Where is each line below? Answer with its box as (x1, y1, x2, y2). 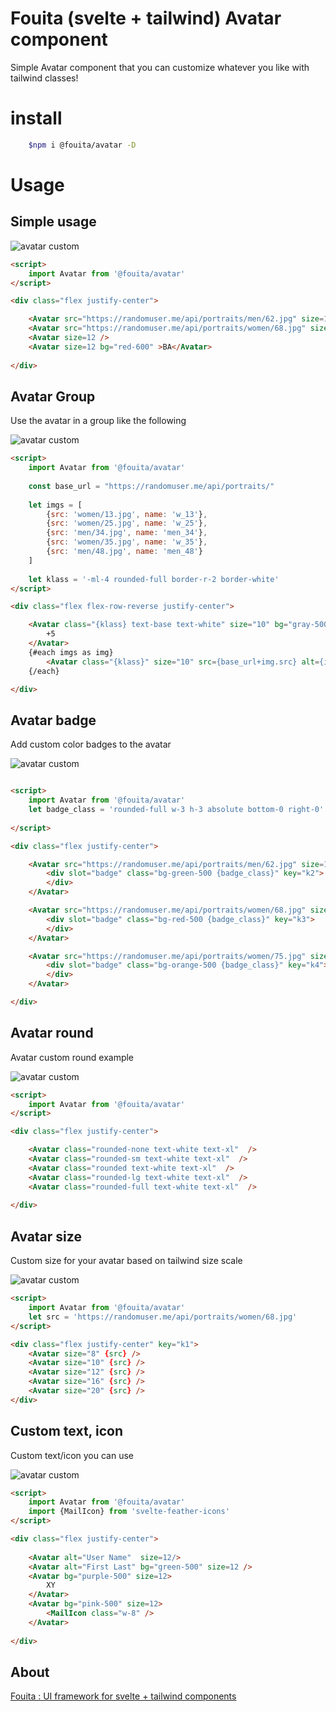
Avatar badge (10, 712, 97, 729)
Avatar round (10, 1025, 94, 1042)
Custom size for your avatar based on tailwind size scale (10, 1255, 243, 1267)
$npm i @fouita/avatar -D (28, 140, 137, 150)
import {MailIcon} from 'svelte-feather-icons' (28, 1507, 230, 1517)
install (10, 107, 63, 130)
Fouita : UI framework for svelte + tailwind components (10, 1690, 237, 1702)
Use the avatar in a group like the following (10, 415, 187, 427)
